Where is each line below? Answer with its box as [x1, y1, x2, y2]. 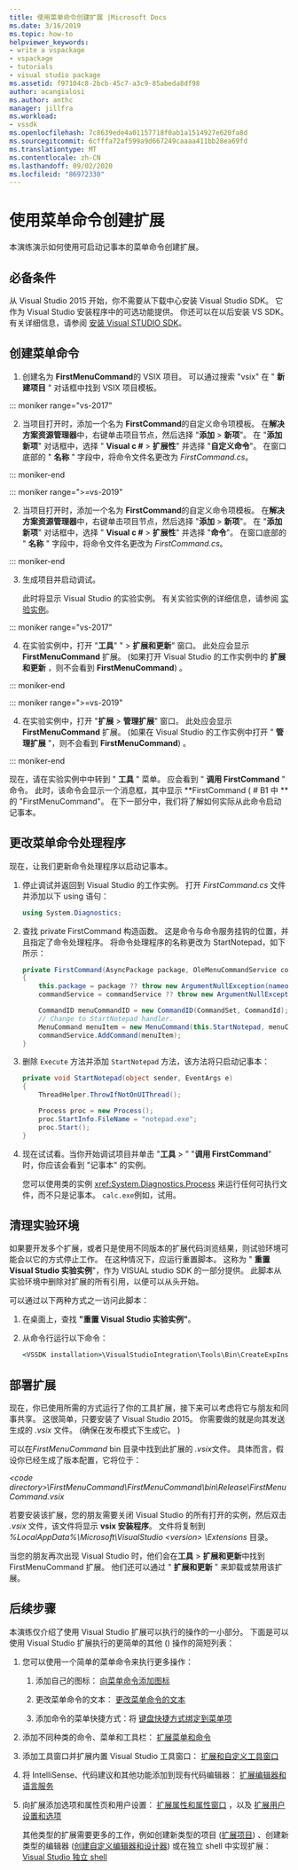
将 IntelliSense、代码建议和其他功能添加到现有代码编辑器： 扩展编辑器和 [21, 1769, 286, 1780]
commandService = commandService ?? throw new [38, 990, 214, 999]
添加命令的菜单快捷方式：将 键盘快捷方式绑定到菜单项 [35, 1713, 232, 1724]
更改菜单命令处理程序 [9, 836, 126, 851]
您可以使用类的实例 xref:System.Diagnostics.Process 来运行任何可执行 [21, 1178, 280, 1189]
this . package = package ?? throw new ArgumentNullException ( [38, 982, 269, 991]
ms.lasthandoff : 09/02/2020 [9, 161, 114, 170]
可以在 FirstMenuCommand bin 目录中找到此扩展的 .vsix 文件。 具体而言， [9, 1443, 277, 1454]
